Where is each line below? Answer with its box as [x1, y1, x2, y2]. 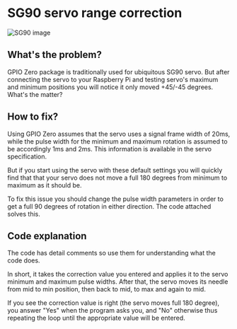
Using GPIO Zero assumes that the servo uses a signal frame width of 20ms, [7, 129, 231, 138]
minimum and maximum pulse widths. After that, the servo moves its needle [7, 277, 229, 286]
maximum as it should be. [7, 180, 83, 189]
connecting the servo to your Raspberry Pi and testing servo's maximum [7, 75, 219, 83]
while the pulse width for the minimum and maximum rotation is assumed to [7, 137, 228, 146]
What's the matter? [7, 90, 63, 98]
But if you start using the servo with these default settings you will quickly [7, 166, 223, 174]
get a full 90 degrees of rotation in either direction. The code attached [7, 202, 212, 210]
